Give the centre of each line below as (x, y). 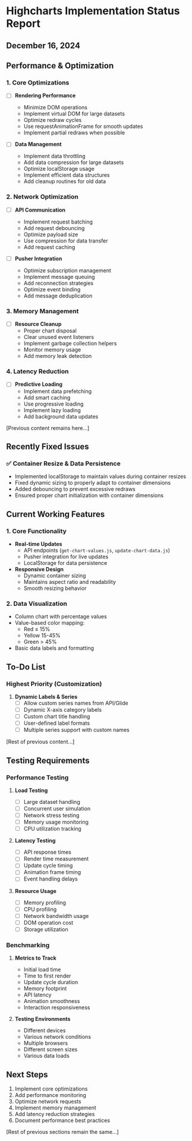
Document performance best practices (62, 1120)
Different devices (45, 1030)
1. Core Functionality (37, 531)
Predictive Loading (39, 384)
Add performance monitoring (50, 1095)
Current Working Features (56, 514)
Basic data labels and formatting (54, 648)
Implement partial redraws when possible (74, 133)
